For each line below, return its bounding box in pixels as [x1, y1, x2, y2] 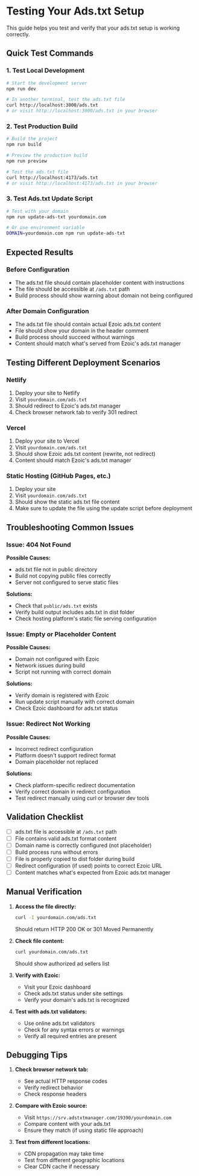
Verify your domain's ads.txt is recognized [24, 996, 130, 1003]
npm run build [6, 141, 42, 148]
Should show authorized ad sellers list [14, 960, 110, 967]
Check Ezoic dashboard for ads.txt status [14, 704, 118, 712]
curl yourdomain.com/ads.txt [14, 949, 89, 955]
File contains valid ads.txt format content [14, 834, 117, 842]
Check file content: [14, 937, 65, 944]
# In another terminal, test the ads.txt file [6, 97, 125, 103]
